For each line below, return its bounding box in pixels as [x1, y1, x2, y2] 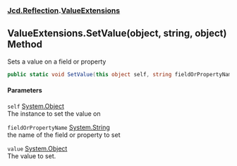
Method [7, 38, 43, 51]
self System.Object [7, 102, 65, 110]
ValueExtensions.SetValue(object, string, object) [7, 28, 227, 40]
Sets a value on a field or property [7, 57, 107, 66]
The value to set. [7, 151, 56, 160]
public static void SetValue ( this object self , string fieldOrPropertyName [7, 71, 235, 78]
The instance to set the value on [7, 109, 101, 118]
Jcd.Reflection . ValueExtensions [7, 6, 121, 16]
